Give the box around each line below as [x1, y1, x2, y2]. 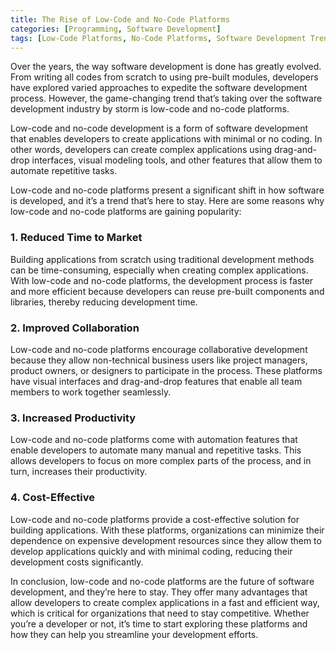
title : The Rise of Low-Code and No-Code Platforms [10, 14, 230, 25]
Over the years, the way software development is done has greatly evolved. [10, 61, 322, 73]
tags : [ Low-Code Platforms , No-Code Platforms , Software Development [10, 33, 307, 43]
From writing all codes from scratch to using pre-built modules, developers [10, 71, 319, 83]
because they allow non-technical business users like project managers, [10, 354, 308, 366]
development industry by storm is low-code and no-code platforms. [10, 103, 290, 115]
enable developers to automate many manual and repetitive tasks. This [10, 444, 302, 456]
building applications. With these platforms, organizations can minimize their [10, 524, 325, 536]
